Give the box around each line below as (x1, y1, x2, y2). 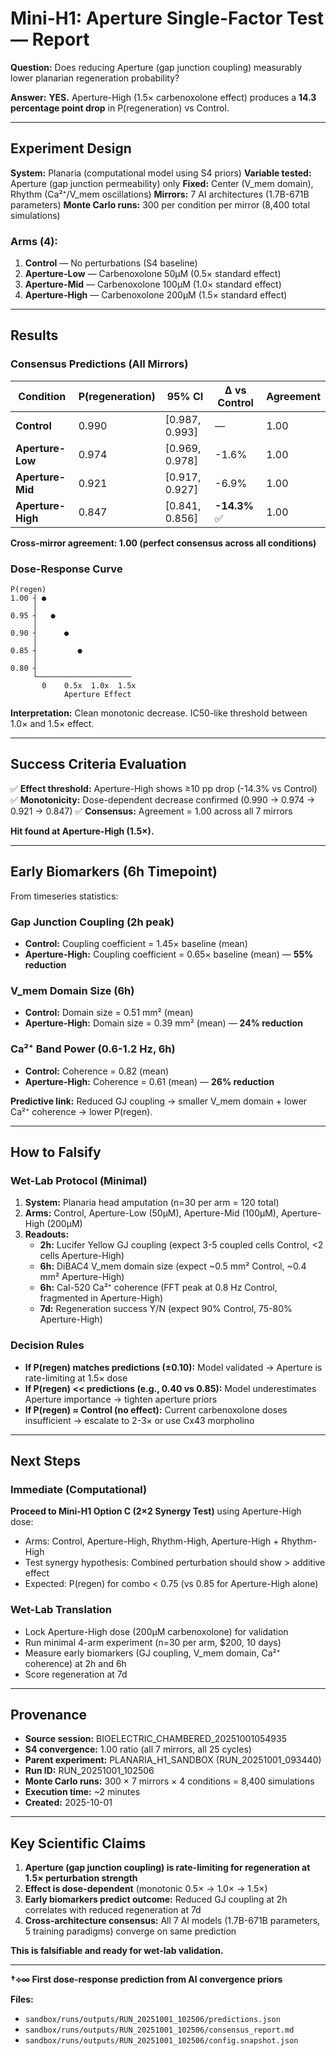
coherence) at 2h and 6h (24, 1657, 127, 1669)
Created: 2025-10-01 (24, 1797, 113, 1809)
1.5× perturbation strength (24, 1872, 138, 1884)
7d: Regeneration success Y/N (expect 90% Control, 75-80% (39, 1303, 293, 1315)
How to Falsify (10, 1143, 102, 1161)
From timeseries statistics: (10, 890, 119, 902)
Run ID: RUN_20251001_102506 (24, 1765, 155, 1777)
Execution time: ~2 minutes (24, 1786, 141, 1798)
